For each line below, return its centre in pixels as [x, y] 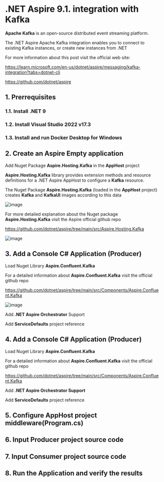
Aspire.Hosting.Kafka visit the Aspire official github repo [63, 219]
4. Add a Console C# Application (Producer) [73, 339]
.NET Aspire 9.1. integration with [72, 9]
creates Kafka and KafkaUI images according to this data [63, 195]
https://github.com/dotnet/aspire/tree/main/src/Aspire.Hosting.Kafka [75, 229]
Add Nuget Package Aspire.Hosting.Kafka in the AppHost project [72, 165]
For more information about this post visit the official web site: [68, 57]
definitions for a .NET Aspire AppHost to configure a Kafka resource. [75, 180]
